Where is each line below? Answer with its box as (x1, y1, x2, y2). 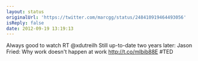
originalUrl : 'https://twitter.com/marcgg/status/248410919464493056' (6, 14, 187, 20)
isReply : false (6, 20, 44, 26)
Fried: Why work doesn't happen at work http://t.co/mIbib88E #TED (6, 48, 173, 56)
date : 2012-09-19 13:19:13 (6, 25, 74, 32)
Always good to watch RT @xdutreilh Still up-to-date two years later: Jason (6, 42, 193, 49)
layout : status (6, 8, 44, 15)
